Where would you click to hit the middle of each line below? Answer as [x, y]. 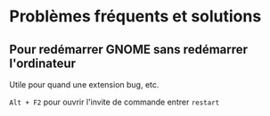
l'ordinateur [43, 63]
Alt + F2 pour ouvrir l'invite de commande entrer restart [115, 102]
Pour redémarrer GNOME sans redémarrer [128, 50]
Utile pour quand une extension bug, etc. [84, 85]
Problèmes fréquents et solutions [135, 17]
